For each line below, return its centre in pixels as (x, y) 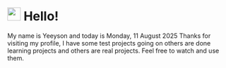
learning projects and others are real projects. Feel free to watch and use (113, 50)
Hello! (41, 16)
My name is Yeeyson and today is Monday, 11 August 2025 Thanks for (109, 36)
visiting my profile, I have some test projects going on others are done (109, 43)
